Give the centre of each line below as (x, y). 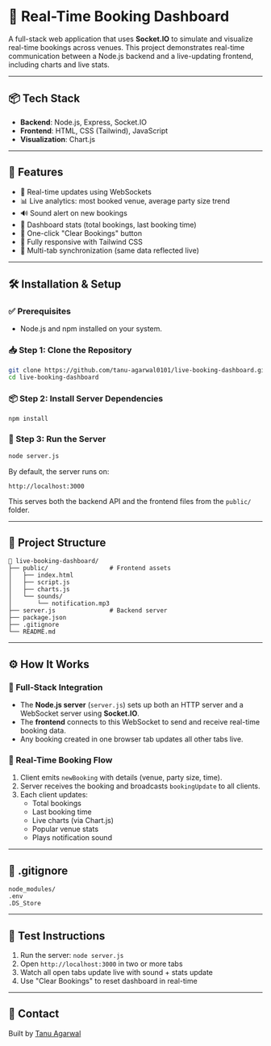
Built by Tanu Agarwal (45, 1033)
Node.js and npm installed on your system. (91, 329)
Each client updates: (54, 795)
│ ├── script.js (39, 582)
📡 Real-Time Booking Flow (60, 760)
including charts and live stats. (59, 65)
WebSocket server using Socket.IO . (79, 713)
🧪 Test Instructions (57, 936)
